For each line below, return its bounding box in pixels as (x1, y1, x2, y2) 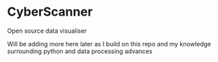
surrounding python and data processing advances (7, 47, 153, 55)
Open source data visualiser (7, 27, 88, 35)
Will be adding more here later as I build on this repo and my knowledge (7, 40, 212, 48)
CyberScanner (7, 4, 93, 20)
